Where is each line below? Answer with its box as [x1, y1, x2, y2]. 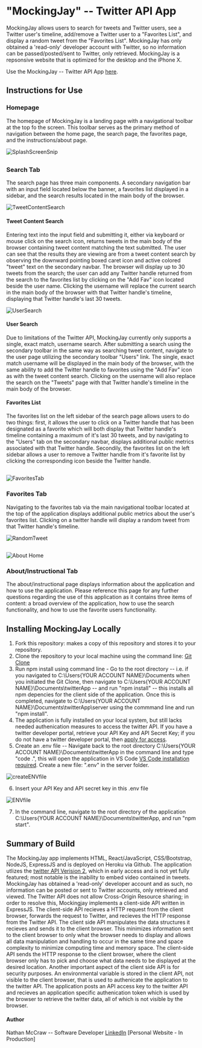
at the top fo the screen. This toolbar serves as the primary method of [6, 124, 180, 131]
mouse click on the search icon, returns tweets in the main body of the [6, 237, 182, 245]
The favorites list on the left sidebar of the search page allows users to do [6, 412, 190, 420]
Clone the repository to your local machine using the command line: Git [14, 652, 192, 660]
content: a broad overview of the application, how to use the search [6, 600, 175, 607]
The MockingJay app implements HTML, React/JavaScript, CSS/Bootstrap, [6, 854, 192, 862]
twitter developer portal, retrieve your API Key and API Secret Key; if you [14, 730, 195, 737]
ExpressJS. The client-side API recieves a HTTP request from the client [6, 906, 184, 913]
